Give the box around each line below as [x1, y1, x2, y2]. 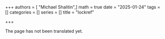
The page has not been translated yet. [5, 28, 83, 34]
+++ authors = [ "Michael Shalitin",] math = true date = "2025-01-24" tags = [5, 4, 161, 10]
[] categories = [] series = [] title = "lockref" [5, 9, 94, 15]
